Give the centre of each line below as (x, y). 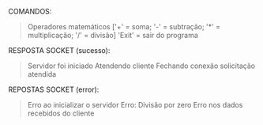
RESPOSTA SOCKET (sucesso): (59, 50)
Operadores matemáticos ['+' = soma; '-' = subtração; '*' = (124, 27)
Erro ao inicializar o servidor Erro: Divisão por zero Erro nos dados (135, 105)
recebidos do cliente (61, 113)
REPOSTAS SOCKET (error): (54, 89)
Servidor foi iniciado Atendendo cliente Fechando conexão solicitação (141, 66)
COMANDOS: (30, 11)
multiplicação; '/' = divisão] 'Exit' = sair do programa (113, 35)
